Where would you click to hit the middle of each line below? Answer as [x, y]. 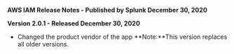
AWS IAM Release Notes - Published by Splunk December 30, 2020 [108, 10]
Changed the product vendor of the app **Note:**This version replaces [122, 37]
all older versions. [43, 44]
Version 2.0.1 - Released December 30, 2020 [74, 23]
